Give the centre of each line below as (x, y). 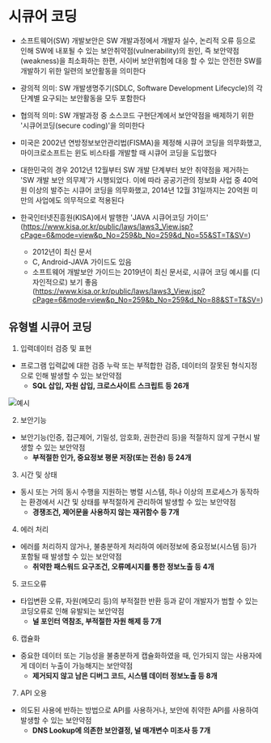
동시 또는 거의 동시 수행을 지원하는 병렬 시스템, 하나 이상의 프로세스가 (129, 492)
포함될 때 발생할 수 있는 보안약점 (71, 556)
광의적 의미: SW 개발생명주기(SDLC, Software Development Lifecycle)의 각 (141, 88)
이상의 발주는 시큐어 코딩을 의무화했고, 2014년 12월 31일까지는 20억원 (139, 190)
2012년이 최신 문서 (62, 251)
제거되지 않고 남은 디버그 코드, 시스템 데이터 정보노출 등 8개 (125, 675)
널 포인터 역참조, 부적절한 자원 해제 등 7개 (97, 621)
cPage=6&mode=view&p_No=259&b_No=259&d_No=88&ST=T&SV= (146, 299)
